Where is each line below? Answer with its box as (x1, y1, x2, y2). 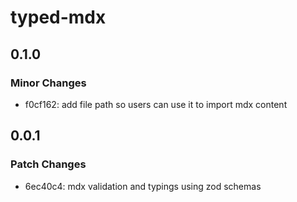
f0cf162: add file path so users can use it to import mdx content (24, 98, 288, 110)
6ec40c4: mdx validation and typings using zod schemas (24, 180, 262, 192)
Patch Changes (10, 157, 87, 171)
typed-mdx (10, 6, 107, 29)
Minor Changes (10, 76, 87, 90)
